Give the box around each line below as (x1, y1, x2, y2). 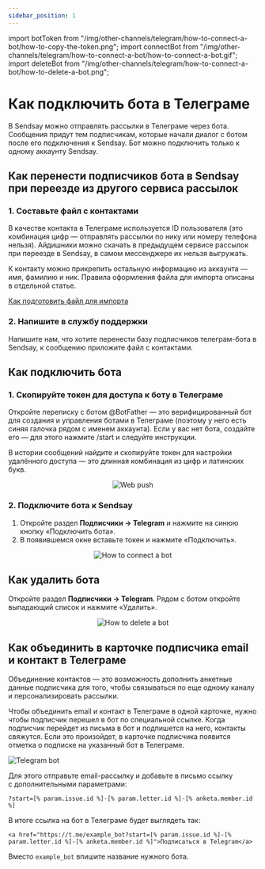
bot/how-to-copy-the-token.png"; (8, 41, 119, 52)
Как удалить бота (8, 572, 100, 587)
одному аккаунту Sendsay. (8, 146, 99, 155)
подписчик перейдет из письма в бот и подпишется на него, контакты (8, 723, 247, 733)
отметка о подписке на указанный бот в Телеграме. (8, 741, 184, 750)
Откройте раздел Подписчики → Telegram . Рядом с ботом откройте (8, 594, 240, 603)
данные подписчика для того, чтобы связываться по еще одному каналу (8, 683, 255, 692)
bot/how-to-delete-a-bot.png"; (8, 67, 109, 76)
